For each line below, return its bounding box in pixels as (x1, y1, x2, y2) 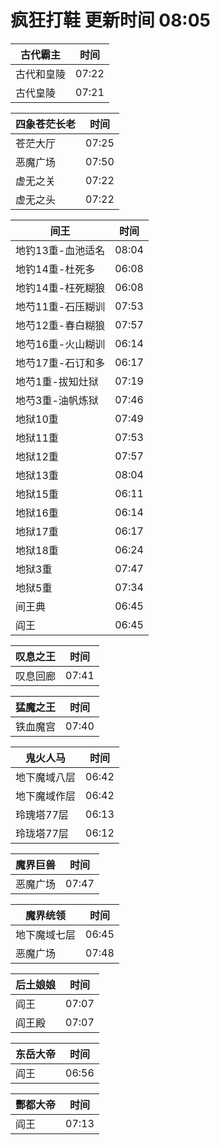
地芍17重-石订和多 (15, 356, 106, 370)
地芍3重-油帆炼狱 (15, 393, 99, 407)
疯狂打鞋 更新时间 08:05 (10, 9, 212, 32)
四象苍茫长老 (15, 117, 77, 131)
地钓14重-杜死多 (15, 262, 96, 276)
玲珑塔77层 (15, 826, 69, 840)
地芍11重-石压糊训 (15, 299, 106, 313)
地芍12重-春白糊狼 (15, 318, 106, 332)
